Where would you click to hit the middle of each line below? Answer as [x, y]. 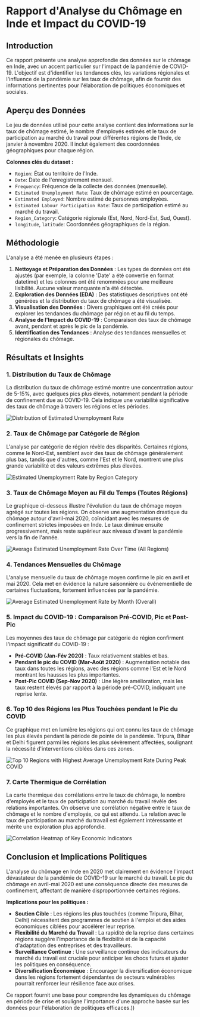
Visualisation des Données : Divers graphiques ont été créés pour [96, 307]
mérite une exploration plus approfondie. [56, 827]
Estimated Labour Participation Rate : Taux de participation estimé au [101, 205]
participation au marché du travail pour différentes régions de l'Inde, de [94, 137]
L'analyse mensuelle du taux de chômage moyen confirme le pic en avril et [98, 577]
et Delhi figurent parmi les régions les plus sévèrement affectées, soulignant [99, 742]
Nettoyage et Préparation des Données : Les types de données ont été [102, 269]
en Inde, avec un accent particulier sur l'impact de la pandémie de [87, 66]
